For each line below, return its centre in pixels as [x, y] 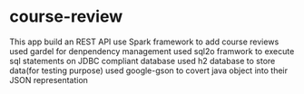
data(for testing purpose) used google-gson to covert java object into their [149, 70]
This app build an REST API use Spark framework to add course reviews [144, 42]
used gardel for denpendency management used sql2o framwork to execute [152, 51]
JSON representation [49, 80]
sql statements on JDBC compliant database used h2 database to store [142, 61]
